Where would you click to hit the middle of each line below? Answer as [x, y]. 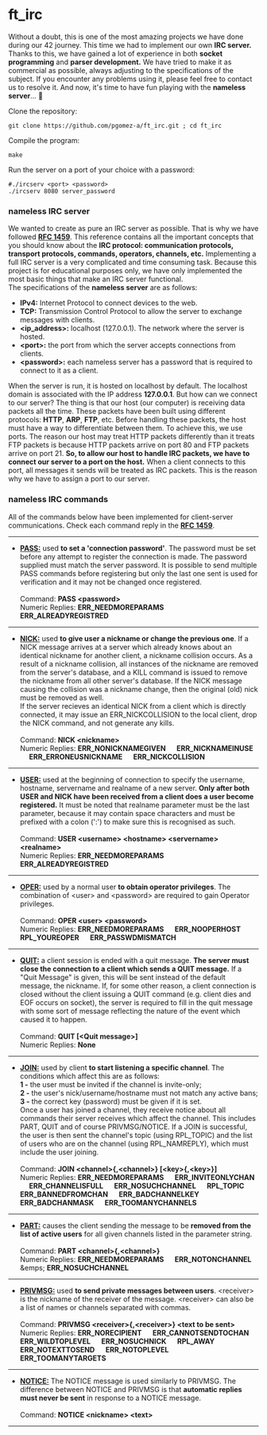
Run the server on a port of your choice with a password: [102, 169]
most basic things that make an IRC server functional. [96, 279]
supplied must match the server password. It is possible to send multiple [138, 565]
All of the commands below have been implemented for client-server [121, 516]
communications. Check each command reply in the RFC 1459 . [112, 525]
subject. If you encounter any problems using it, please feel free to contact [130, 79]
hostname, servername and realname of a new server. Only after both [135, 787]
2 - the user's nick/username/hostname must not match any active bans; [139, 1093]
